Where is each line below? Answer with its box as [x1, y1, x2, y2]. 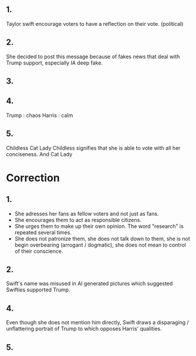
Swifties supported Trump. [6, 286, 70, 293]
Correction [6, 171, 60, 184]
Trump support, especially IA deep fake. [6, 59, 103, 66]
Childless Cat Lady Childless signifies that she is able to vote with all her [6, 144, 181, 152]
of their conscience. [14, 247, 63, 254]
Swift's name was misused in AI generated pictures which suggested [6, 280, 173, 287]
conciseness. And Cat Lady [6, 150, 73, 157]
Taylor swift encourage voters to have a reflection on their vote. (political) [6, 20, 184, 27]
